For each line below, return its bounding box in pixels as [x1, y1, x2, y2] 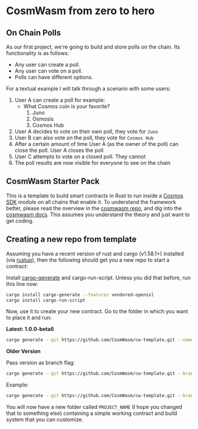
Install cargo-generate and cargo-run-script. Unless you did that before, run [6, 274, 191, 281]
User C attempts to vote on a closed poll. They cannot [14, 153, 146, 160]
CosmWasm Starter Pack [6, 176, 100, 187]
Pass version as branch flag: [6, 359, 75, 366]
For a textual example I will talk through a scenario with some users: [6, 85, 171, 92]
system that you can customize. [6, 416, 84, 423]
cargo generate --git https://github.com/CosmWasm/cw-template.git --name [6, 337, 194, 343]
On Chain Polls [6, 28, 61, 38]
